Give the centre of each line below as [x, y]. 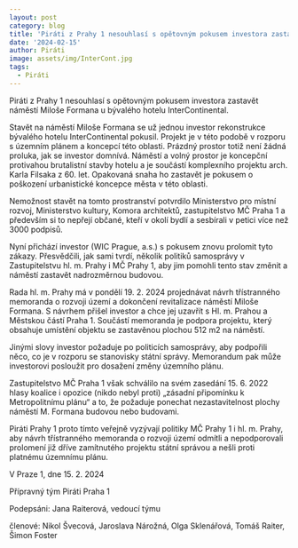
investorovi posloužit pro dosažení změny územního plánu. [117, 366]
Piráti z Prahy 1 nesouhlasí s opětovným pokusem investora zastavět [134, 100]
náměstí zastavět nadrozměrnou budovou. [86, 274]
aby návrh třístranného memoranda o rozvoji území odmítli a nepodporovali [146, 438]
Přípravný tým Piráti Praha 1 [60, 491]
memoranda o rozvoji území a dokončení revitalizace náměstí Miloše [134, 301]
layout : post [33, 17]
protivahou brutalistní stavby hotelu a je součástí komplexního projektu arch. [149, 164]
